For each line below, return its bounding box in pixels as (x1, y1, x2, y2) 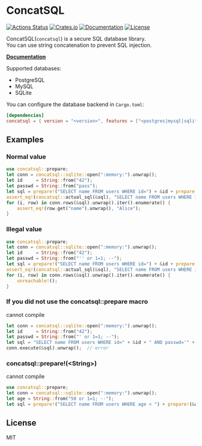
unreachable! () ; (17, 277, 58, 284)
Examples (6, 134, 44, 145)
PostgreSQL (14, 76, 45, 83)
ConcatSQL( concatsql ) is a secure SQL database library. (6, 35, 146, 42)
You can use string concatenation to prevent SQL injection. (6, 41, 152, 49)
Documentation (6, 53, 46, 60)
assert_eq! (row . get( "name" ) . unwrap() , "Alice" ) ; (17, 205, 141, 211)
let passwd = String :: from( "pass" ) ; (6, 183, 98, 189)
